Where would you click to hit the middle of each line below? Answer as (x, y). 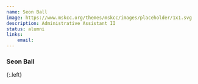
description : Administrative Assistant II (61, 23)
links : (15, 35)
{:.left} (14, 75)
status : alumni (26, 29)
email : (26, 40)
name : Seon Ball (27, 12)
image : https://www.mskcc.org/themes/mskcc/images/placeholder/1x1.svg (99, 18)
